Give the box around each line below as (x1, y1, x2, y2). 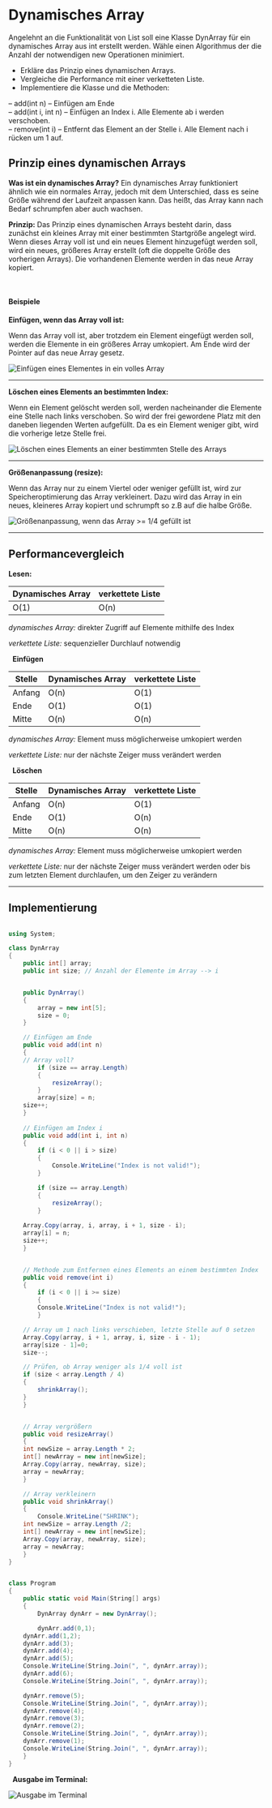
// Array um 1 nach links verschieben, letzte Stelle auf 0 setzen (23, 1325, 255, 1333)
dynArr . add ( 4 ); (23, 1647, 74, 1656)
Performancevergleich (8, 548, 125, 561)
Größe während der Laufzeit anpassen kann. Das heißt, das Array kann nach (8, 195, 264, 204)
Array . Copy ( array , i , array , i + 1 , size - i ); (23, 1222, 186, 1230)
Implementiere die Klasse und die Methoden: (19, 83, 170, 92)
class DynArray (8, 944, 60, 952)
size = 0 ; (37, 1011, 70, 1020)
